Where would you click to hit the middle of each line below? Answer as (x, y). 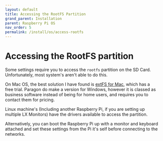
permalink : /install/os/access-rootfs (44, 32)
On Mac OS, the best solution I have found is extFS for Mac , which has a (77, 84)
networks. (15, 134)
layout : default (21, 9)
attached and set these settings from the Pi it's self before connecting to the (81, 129)
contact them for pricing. (30, 100)
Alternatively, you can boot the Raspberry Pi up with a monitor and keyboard (81, 123)
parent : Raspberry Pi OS (30, 23)
